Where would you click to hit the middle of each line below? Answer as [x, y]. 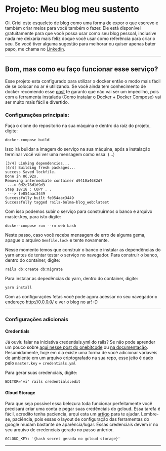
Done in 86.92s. [22, 176]
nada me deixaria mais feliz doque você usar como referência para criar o [80, 39]
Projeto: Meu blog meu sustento [72, 9]
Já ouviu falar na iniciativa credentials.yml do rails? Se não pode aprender [80, 342]
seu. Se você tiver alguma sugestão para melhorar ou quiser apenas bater [81, 43]
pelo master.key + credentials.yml [41, 363]
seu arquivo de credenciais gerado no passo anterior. [60, 430]
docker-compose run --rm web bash [41, 226]
